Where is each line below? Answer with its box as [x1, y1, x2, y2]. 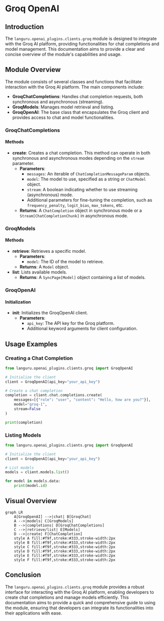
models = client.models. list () [5, 470, 69, 475]
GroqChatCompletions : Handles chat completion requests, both [12, 93, 143, 99]
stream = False [14, 407, 41, 412]
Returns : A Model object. [19, 264, 69, 270]
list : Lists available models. [12, 269, 67, 275]
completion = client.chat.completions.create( [5, 393, 102, 398]
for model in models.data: [5, 479, 61, 483]
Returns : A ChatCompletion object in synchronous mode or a [19, 207, 142, 213]
